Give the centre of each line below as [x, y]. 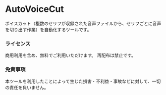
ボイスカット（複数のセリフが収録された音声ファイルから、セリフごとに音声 [83, 23]
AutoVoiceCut [35, 9]
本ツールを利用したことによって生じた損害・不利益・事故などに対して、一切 [83, 81]
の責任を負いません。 [27, 87]
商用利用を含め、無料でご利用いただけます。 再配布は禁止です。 [71, 55]
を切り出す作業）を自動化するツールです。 [48, 29]
